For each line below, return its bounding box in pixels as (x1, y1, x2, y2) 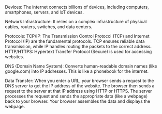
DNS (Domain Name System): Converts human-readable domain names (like (5, 63, 157, 69)
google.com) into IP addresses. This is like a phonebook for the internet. (5, 68, 149, 74)
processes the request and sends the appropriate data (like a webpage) (5, 93, 148, 99)
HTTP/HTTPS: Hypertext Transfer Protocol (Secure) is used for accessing (5, 49, 152, 54)
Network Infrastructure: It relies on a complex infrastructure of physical (5, 19, 147, 24)
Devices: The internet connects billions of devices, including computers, (5, 4, 149, 10)
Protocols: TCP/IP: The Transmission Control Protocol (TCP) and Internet (5, 33, 150, 39)
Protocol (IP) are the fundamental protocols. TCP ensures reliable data (5, 38, 145, 44)
